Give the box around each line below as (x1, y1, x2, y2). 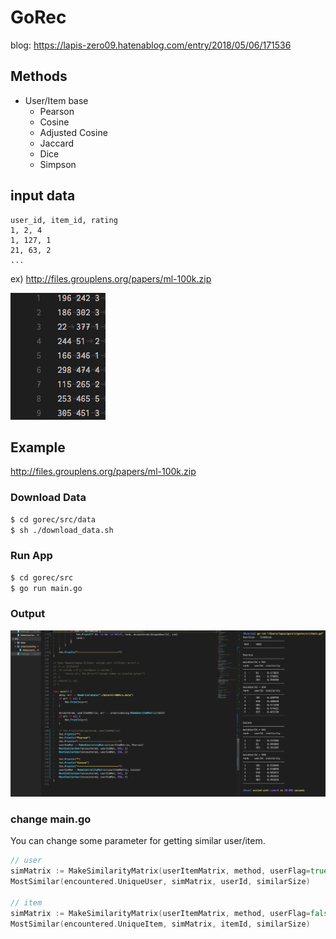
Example (10, 439, 66, 456)
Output (10, 607, 46, 621)
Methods (10, 68, 68, 85)
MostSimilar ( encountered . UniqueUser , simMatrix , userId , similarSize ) (10, 877, 311, 887)
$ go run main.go (10, 583, 83, 593)
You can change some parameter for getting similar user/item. (10, 835, 266, 847)
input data (10, 187, 76, 205)
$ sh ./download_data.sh (10, 525, 114, 535)
